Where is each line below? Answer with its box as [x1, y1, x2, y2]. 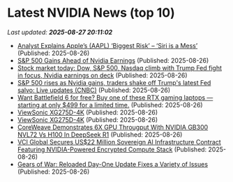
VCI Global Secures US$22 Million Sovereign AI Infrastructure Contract [17, 137, 221, 146]
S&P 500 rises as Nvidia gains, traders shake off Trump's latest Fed [17, 78, 211, 86]
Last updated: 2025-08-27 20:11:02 [7, 28, 113, 36]
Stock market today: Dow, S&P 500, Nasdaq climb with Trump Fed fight [17, 63, 222, 72]
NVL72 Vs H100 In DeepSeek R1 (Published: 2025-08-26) [17, 130, 183, 139]
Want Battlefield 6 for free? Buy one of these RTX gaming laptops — [17, 93, 213, 102]
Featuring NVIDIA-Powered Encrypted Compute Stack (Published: [17, 145, 207, 153]
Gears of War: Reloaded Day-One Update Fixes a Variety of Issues [17, 160, 208, 168]
